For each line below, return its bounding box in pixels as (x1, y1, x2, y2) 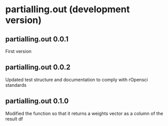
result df (5, 116, 23, 122)
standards (5, 82, 27, 88)
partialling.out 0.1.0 (5, 97, 69, 106)
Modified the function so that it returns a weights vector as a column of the (5, 110, 163, 116)
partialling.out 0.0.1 (5, 35, 69, 43)
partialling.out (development (5, 4, 130, 15)
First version (5, 48, 32, 54)
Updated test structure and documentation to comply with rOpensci (5, 77, 148, 83)
